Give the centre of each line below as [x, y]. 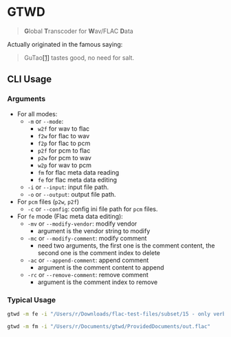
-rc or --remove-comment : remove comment [88, 274]
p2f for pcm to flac [64, 150]
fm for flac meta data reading [78, 172]
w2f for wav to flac [64, 129]
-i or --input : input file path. [68, 187]
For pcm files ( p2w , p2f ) [48, 202]
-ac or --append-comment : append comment [88, 260]
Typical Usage [32, 300]
